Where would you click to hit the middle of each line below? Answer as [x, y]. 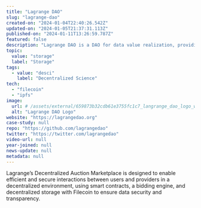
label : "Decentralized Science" [57, 78]
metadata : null [25, 156]
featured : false [26, 39]
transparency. [23, 198]
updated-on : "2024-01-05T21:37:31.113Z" [57, 28]
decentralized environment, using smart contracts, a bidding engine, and [96, 186]
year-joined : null [29, 145]
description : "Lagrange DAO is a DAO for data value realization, [91, 45]
